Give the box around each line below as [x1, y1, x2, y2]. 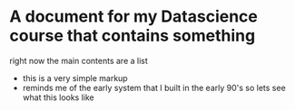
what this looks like [22, 92, 94, 103]
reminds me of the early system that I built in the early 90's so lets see [22, 82, 286, 93]
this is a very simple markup [22, 72, 129, 83]
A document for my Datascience [9, 6, 259, 27]
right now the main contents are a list [9, 55, 148, 66]
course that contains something [9, 25, 256, 46]
